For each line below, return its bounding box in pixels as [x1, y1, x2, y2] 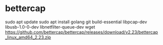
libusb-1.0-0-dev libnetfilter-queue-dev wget [5, 24, 95, 30]
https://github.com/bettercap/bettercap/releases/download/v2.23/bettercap [5, 29, 158, 35]
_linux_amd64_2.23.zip [5, 34, 51, 40]
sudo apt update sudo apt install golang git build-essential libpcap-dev [5, 19, 147, 25]
